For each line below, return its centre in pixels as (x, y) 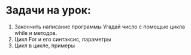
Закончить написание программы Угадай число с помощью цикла (99, 27)
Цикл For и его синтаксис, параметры (63, 39)
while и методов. (36, 33)
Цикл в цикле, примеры (45, 46)
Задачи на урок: (48, 10)
